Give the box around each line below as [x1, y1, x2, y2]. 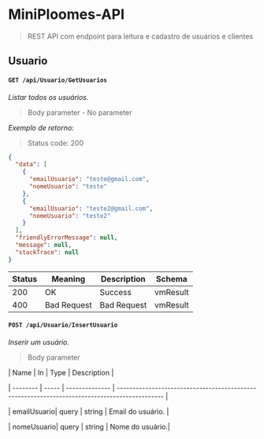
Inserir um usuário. [8, 337, 69, 347]
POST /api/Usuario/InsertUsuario [8, 321, 118, 330]
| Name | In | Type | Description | [8, 367, 114, 377]
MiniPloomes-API [8, 6, 125, 24]
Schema [156, 273, 188, 284]
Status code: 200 [27, 138, 84, 147]
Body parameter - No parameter [27, 108, 132, 117]
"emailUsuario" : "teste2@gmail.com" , [28, 205, 154, 212]
